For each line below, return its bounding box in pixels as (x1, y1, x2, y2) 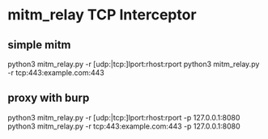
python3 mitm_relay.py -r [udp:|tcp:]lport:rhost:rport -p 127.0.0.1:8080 (7, 112, 240, 122)
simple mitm (7, 38, 71, 52)
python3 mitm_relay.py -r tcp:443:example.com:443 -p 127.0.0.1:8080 (7, 121, 240, 131)
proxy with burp (7, 91, 90, 105)
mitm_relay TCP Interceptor (7, 6, 197, 24)
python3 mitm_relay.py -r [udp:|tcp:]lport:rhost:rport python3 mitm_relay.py (7, 59, 260, 69)
